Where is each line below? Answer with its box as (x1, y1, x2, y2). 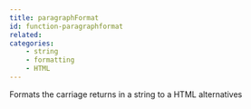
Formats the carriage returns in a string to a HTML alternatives (9, 88, 243, 100)
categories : (9, 38, 54, 48)
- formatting (25, 55, 75, 64)
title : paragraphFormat (9, 13, 100, 23)
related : (9, 30, 43, 39)
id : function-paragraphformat (9, 22, 124, 31)
